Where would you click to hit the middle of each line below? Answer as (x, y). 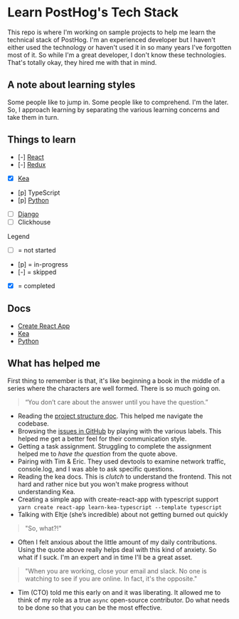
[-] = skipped (37, 272)
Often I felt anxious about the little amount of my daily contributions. (117, 542)
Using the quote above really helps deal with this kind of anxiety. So (117, 549)
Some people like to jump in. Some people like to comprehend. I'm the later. (118, 102)
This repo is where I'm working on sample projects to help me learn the (112, 32)
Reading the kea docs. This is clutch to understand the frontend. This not (124, 476)
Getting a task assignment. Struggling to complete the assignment (115, 446)
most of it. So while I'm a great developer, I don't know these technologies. (117, 55)
